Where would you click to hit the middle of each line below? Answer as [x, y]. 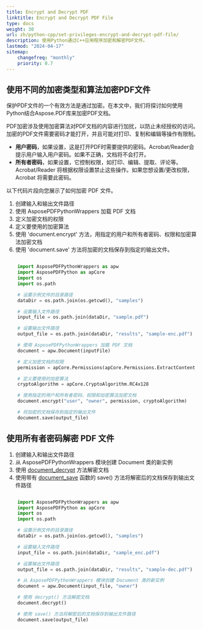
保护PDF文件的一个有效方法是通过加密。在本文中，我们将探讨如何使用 [95, 105]
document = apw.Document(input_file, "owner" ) [78, 586]
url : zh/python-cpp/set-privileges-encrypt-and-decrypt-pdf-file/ [93, 35]
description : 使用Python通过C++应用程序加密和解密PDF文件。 [77, 40]
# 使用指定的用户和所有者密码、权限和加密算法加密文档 [77, 395]
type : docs [20, 23]
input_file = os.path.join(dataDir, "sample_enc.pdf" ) [89, 552]
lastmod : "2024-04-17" [35, 47]
